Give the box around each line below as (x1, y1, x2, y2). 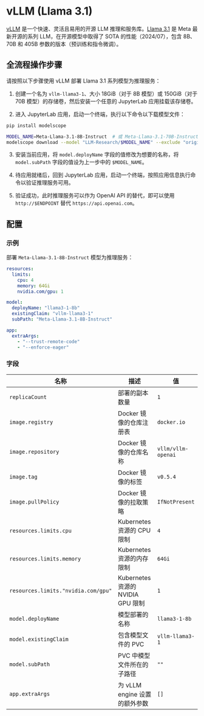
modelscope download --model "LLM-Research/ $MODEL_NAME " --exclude (6, 139, 181, 145)
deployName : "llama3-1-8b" (12, 305, 80, 311)
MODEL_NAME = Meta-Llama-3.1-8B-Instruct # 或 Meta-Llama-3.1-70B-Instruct (6, 134, 199, 140)
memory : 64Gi (17, 282, 50, 289)
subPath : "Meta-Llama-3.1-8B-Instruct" (12, 316, 113, 322)
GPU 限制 (118, 599, 145, 607)
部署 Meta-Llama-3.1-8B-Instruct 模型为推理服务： (6, 254, 134, 261)
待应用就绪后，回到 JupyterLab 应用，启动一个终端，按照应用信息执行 (15, 171, 191, 179)
